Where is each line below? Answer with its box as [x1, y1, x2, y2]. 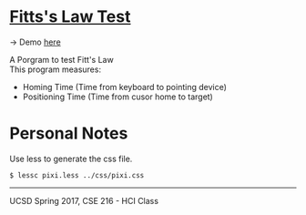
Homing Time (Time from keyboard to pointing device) [22, 81, 228, 92]
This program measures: [9, 64, 102, 75]
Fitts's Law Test [9, 6, 131, 27]
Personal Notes [9, 123, 128, 144]
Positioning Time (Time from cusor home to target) [22, 91, 214, 102]
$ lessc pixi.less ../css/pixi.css [9, 170, 145, 179]
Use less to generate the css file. [9, 153, 133, 164]
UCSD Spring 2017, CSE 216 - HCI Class [9, 195, 159, 206]
